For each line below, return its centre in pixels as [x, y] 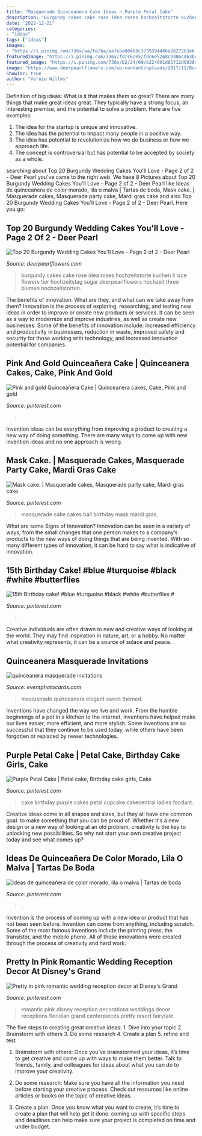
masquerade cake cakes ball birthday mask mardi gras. [89, 514]
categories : [21, 29]
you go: [16, 209]
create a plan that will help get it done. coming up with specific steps [100, 1113]
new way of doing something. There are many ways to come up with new [97, 435]
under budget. [33, 1126]
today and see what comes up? [45, 840]
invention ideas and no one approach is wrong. [64, 442]
